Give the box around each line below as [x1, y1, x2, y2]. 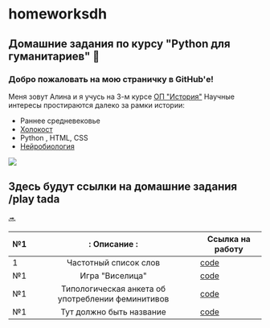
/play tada [8, 192, 60, 206]
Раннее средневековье [19, 116, 100, 125]
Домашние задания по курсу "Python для [8, 37, 231, 51]
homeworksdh [8, 5, 107, 23]
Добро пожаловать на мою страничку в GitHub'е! [8, 73, 215, 84]
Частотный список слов [67, 256, 161, 268]
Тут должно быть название [60, 306, 166, 318]
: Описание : [88, 238, 138, 249]
